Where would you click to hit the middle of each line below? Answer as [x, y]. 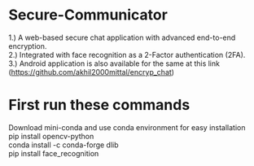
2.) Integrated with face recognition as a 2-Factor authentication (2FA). [127, 55]
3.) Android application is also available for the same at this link [114, 63]
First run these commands [99, 105]
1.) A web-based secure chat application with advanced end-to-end [122, 37]
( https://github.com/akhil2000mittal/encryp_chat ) [92, 72]
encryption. [28, 46]
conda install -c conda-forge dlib [64, 145]
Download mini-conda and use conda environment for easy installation [127, 127]
